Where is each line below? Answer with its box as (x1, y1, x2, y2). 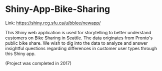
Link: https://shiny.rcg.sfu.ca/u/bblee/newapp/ (5, 20, 101, 26)
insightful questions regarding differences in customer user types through (5, 45, 157, 51)
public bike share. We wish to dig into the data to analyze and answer (5, 40, 148, 46)
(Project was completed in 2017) (5, 60, 71, 66)
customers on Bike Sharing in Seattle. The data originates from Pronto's (5, 35, 153, 41)
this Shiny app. (5, 51, 36, 57)
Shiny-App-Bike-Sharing (5, 3, 110, 15)
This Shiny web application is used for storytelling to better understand (5, 29, 151, 35)
